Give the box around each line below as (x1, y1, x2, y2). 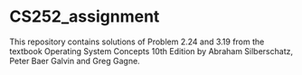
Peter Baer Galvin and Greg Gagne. (9, 55, 140, 66)
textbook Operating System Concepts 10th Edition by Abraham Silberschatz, (9, 45, 294, 56)
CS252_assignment (9, 6, 160, 27)
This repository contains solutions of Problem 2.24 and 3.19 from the (9, 36, 265, 47)
